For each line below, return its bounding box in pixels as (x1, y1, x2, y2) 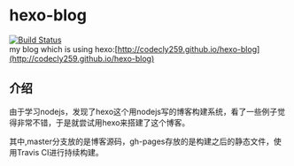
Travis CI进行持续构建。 (16, 147, 104, 157)
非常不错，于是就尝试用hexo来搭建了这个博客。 (16, 117, 190, 128)
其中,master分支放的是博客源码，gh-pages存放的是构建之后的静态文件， (9, 136, 275, 147)
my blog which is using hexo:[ (9, 43, 118, 54)
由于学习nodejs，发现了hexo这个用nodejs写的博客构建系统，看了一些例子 (9, 106, 278, 117)
